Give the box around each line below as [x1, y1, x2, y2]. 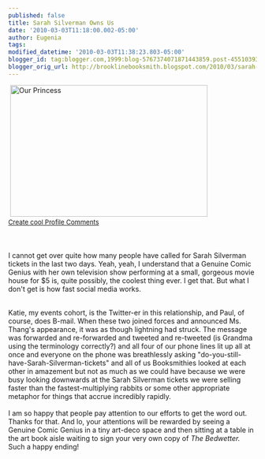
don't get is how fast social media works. [8, 284, 142, 293]
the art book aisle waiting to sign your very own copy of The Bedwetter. [8, 433, 241, 442]
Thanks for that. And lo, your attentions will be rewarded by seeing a [8, 416, 230, 426]
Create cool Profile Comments [8, 218, 99, 226]
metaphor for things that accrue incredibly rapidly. [8, 391, 172, 401]
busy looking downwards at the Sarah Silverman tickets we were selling [8, 375, 241, 384]
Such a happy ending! [8, 442, 80, 451]
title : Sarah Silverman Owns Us [8, 19, 114, 27]
